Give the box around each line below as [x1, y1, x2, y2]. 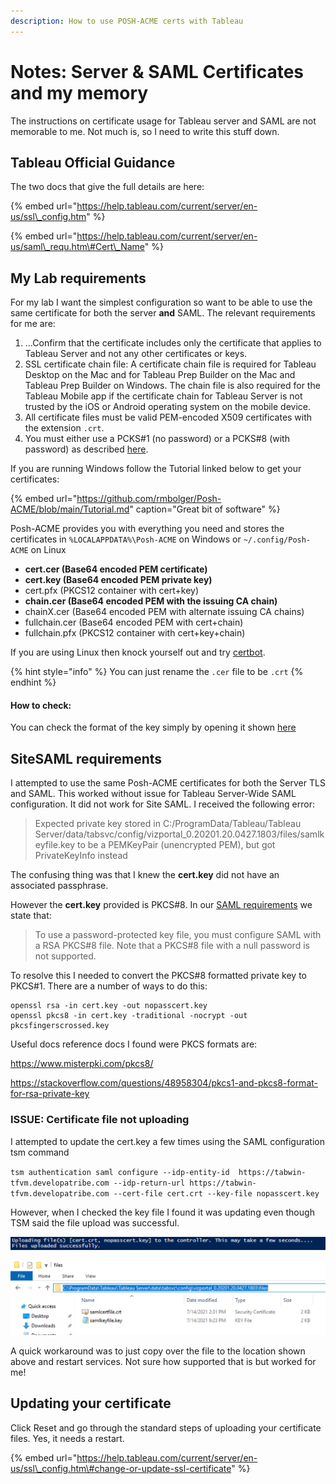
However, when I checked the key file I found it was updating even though [10, 1206, 315, 1218]
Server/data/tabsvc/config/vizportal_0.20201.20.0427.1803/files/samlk [34, 828, 325, 840]
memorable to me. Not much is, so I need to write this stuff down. [10, 125, 280, 137]
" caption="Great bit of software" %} [129, 503, 281, 515]
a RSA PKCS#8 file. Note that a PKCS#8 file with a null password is [34, 940, 310, 952]
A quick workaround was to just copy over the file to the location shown [10, 1345, 306, 1357]
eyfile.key [34, 839, 76, 851]
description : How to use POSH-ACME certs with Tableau [10, 16, 244, 26]
